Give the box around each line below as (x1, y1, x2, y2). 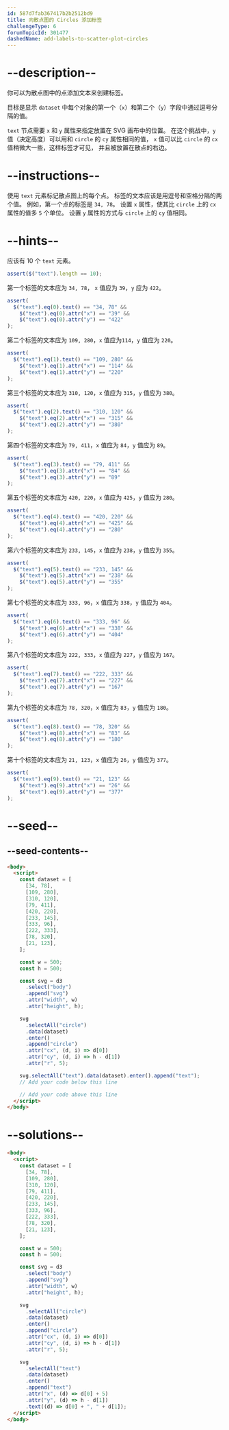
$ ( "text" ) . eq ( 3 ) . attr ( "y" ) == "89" (19, 474, 121, 481)
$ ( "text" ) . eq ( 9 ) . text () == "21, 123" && (13, 776, 130, 783)
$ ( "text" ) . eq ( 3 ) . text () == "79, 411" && (13, 461, 130, 468)
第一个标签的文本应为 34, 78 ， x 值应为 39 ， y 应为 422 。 (7, 283, 165, 291)
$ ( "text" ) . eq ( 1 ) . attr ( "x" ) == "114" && (19, 362, 133, 369)
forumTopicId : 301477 (7, 29, 69, 36)
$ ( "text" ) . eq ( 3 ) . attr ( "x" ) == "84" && (19, 467, 130, 474)
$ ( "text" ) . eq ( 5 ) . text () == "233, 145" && (13, 566, 133, 573)
